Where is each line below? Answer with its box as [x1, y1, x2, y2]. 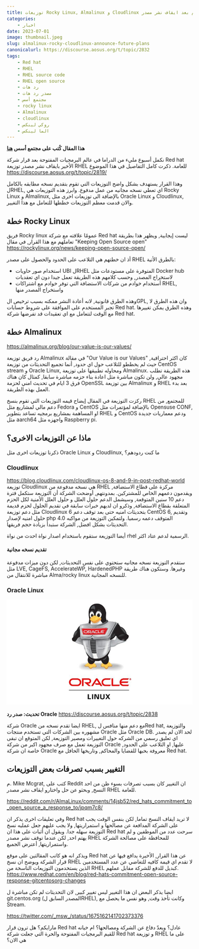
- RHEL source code [17, 71, 66, 78]
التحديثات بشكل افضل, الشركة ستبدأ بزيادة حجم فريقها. [6, 520, 129, 528]
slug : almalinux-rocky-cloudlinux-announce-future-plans [6, 41, 150, 47]
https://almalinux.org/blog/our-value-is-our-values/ [6, 343, 132, 350]
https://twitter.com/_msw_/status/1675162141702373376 [6, 912, 143, 919]
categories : [6, 15, 36, 22]
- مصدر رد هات [17, 90, 52, 97]
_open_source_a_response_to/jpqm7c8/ [6, 804, 103, 811]
